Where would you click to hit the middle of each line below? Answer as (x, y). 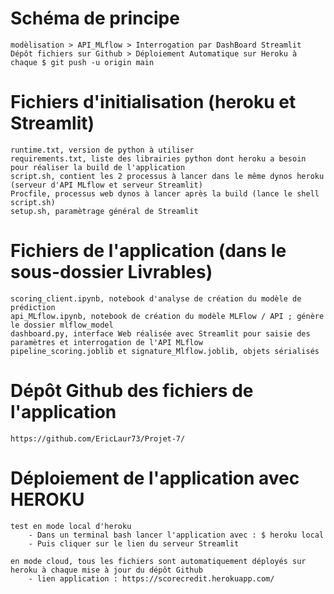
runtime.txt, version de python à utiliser (102, 150)
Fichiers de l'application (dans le (148, 251)
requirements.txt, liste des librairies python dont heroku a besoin (158, 158)
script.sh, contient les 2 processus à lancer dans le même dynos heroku (167, 176)
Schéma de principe (95, 18)
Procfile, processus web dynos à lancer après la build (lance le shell (165, 193)
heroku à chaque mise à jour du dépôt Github (106, 570)
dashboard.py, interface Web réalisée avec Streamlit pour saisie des (160, 333)
